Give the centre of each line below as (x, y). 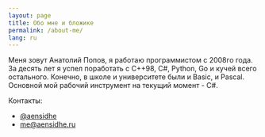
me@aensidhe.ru (48, 124)
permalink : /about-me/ (46, 30)
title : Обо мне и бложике (51, 23)
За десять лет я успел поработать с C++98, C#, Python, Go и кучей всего (132, 69)
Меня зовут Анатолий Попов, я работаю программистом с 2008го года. (131, 60)
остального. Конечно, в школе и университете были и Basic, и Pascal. (126, 77)
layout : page (30, 15)
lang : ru (23, 38)
